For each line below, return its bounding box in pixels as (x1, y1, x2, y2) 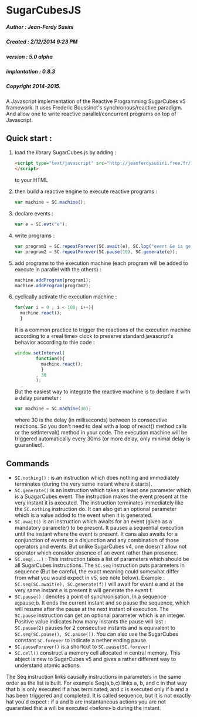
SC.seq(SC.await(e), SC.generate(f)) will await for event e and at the (14, 580, 184, 587)
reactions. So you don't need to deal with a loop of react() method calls (14, 423, 187, 430)
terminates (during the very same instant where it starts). (14, 480, 152, 487)
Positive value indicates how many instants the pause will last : (14, 618, 166, 625)
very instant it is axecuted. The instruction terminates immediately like (14, 499, 184, 506)
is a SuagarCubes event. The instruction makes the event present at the (14, 493, 188, 500)
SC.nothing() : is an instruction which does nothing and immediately (14, 474, 180, 482)
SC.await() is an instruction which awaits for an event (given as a (14, 518, 172, 525)
